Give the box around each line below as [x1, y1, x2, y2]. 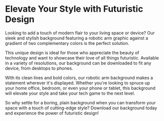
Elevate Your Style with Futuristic [5, 3, 143, 15]
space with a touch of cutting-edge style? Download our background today [5, 105, 157, 111]
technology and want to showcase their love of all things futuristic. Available [5, 55, 159, 60]
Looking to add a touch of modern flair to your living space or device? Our [5, 30, 155, 36]
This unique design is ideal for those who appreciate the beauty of [5, 50, 139, 56]
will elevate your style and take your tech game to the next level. [5, 90, 135, 96]
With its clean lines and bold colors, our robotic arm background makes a [5, 75, 153, 81]
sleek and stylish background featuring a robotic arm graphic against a [5, 35, 148, 41]
